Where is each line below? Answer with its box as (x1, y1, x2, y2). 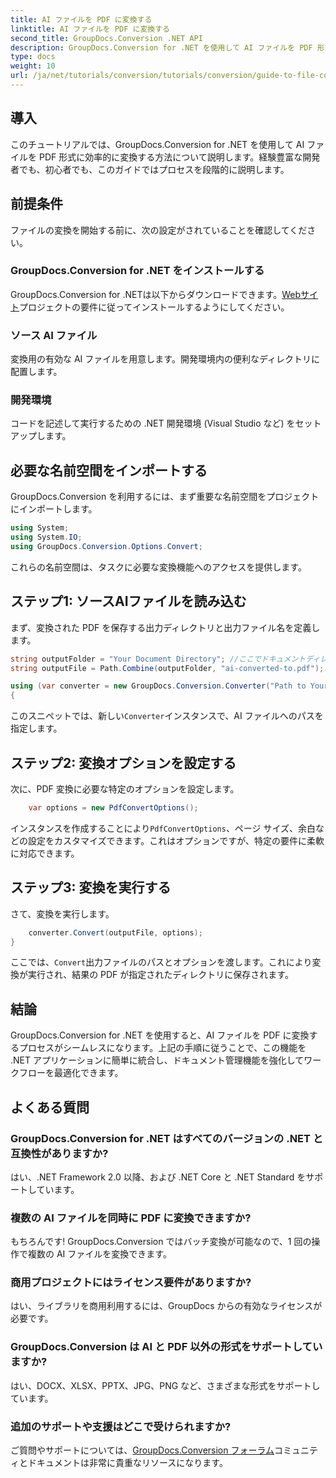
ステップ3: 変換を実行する (10, 879, 172, 896)
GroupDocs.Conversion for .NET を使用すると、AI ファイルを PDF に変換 (10, 1029, 310, 1041)
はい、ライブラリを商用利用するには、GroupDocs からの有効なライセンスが (10, 1300, 323, 1312)
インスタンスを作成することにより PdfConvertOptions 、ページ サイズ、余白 (10, 822, 317, 834)
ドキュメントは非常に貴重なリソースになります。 (27, 1457, 228, 1469)
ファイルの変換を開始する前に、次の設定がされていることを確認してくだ (10, 224, 308, 236)
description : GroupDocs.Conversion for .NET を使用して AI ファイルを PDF (10, 42, 313, 53)
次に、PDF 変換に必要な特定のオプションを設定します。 (10, 782, 240, 795)
